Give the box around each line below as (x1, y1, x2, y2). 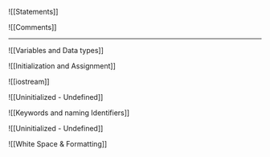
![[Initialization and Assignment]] (8, 61, 117, 71)
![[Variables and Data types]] (8, 46, 104, 55)
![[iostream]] (8, 76, 50, 86)
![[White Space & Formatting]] (8, 139, 108, 148)
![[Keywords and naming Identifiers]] (8, 108, 130, 118)
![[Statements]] (8, 7, 59, 16)
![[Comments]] (8, 23, 57, 31)
